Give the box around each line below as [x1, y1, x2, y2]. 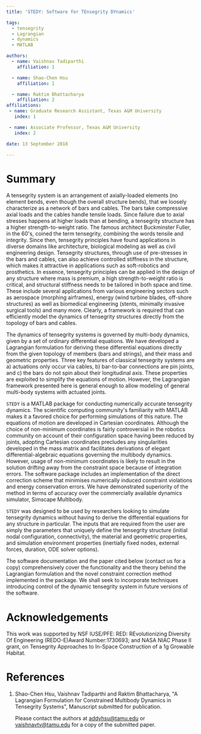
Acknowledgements [6, 610, 109, 624]
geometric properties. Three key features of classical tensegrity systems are [6, 357, 195, 364]
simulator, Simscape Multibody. [6, 496, 84, 503]
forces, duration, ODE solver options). [6, 546, 99, 553]
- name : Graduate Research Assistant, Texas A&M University [8, 108, 162, 114]
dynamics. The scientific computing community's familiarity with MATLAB [6, 407, 188, 414]
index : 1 [14, 114, 36, 120]
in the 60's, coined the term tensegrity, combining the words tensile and [6, 230, 184, 237]
